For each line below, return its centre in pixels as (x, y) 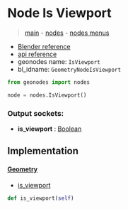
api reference (37, 54)
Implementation (43, 151)
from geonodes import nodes (49, 82)
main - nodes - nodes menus (67, 33)
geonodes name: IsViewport (59, 61)
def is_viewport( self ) (41, 198)
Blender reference (44, 46)
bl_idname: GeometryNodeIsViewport (69, 69)
